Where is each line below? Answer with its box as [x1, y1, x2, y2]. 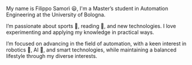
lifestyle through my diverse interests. [6, 53, 97, 59]
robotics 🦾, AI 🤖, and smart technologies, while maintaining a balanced [6, 46, 177, 53]
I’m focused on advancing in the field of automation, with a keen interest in [6, 40, 187, 47]
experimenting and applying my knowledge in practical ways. [6, 29, 154, 36]
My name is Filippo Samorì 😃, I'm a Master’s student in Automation [6, 5, 169, 12]
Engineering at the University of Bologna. [6, 11, 106, 18]
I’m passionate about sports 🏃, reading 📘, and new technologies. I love [6, 23, 176, 29]
